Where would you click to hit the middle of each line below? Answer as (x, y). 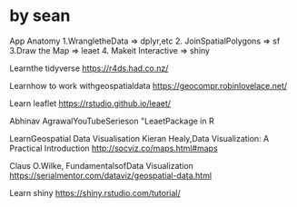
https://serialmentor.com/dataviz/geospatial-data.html (110, 175)
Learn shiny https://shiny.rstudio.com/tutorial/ (95, 192)
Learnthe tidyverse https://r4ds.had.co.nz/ (89, 68)
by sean (40, 16)
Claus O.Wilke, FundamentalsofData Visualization (101, 165)
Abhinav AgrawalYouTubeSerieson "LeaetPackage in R (112, 121)
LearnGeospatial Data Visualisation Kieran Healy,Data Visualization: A (139, 138)
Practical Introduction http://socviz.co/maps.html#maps (114, 148)
